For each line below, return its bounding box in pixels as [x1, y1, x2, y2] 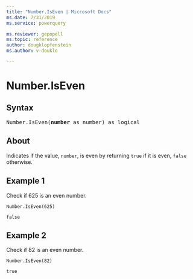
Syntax [6, 103, 34, 113]
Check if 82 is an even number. [6, 246, 84, 254]
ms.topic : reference [6, 37, 59, 43]
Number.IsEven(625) [6, 203, 55, 210]
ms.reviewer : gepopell [6, 31, 63, 37]
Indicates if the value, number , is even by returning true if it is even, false [6, 152, 187, 159]
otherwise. [6, 158, 33, 166]
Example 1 [6, 176, 45, 186]
